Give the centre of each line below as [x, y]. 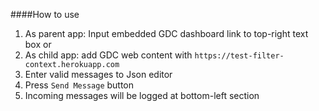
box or [38, 44]
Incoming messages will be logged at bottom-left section [142, 95]
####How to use [45, 14]
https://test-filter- [239, 56]
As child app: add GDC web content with [108, 55]
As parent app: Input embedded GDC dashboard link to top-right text [166, 33]
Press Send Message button [79, 85]
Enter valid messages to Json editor [98, 74]
